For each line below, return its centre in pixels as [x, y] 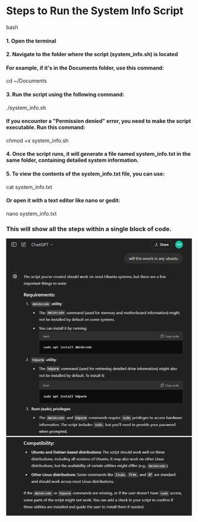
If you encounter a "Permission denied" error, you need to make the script [99, 121]
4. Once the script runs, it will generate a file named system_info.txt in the [98, 154]
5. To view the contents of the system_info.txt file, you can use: [85, 174]
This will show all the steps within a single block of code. [89, 229]
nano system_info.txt [32, 213]
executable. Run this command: [46, 128]
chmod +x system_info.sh [37, 141]
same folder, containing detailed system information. [72, 160]
